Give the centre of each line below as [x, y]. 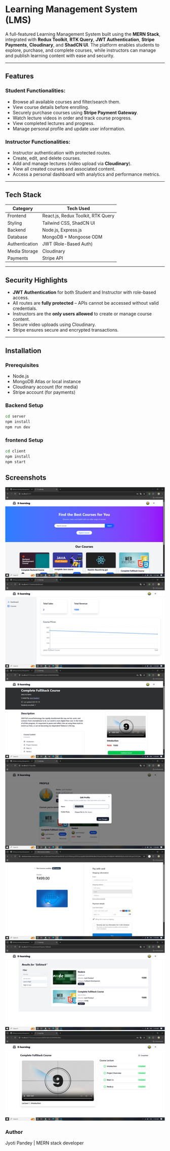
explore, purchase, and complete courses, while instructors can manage [80, 50]
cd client [16, 451]
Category [23, 209]
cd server [16, 417]
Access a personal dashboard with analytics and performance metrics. [86, 174]
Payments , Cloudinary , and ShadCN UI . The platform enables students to [82, 45]
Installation [23, 351]
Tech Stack [23, 195]
